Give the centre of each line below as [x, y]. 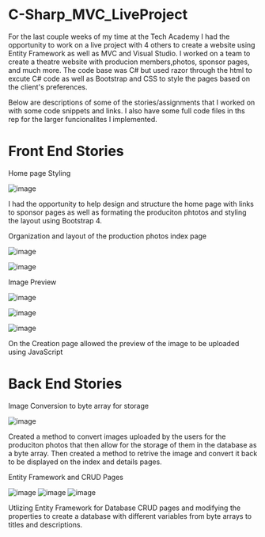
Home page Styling [40, 173]
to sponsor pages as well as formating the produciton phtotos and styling [127, 212]
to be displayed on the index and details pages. [85, 462]
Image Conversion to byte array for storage [78, 406]
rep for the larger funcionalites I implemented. [83, 119]
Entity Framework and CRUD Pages [66, 477]
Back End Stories [65, 384]
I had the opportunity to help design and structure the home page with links [131, 204]
